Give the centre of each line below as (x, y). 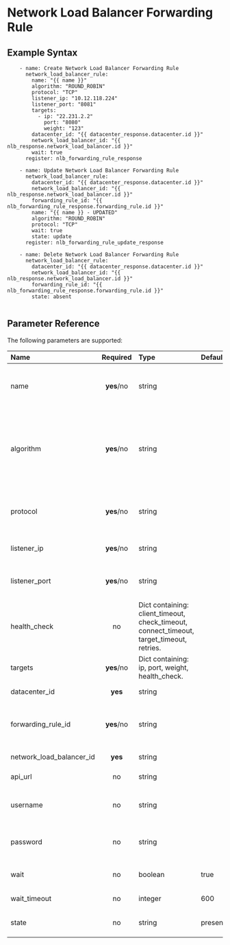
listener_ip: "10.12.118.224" (75, 98)
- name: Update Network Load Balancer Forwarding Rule (99, 170)
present (213, 922)
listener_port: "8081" (64, 104)
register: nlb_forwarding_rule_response (84, 159)
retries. (150, 648)
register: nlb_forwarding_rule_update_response (94, 242)
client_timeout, (162, 613)
